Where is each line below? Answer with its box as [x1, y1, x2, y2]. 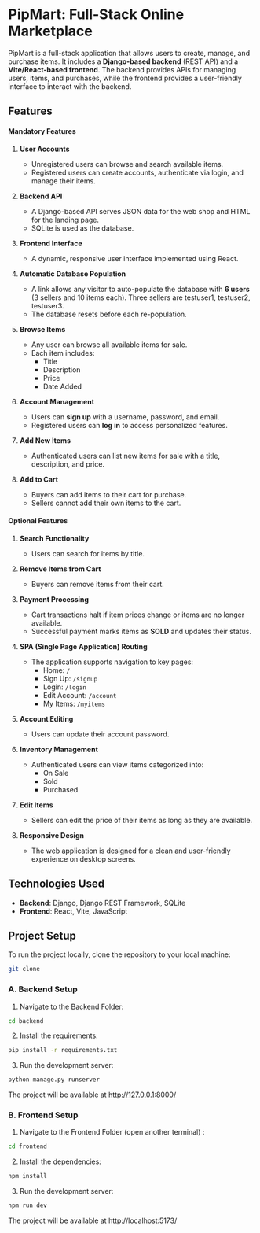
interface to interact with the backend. [8, 81, 132, 91]
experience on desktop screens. [31, 854, 136, 863]
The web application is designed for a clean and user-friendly [31, 846, 231, 855]
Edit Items [19, 800, 53, 810]
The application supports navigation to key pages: [31, 657, 194, 666]
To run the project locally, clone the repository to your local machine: [8, 950, 231, 959]
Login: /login [42, 682, 86, 692]
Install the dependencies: [19, 1157, 102, 1166]
